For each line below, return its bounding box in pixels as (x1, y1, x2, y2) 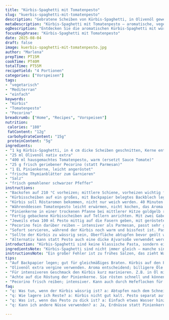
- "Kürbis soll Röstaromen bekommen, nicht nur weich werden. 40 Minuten (5, 200, 163, 205)
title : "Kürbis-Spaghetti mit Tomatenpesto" (5, 7, 100, 13)
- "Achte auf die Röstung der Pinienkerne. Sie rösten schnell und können (5, 274, 165, 280)
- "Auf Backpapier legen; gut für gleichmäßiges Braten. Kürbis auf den (5, 261, 161, 266)
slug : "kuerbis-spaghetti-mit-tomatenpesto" (5, 12, 100, 17)
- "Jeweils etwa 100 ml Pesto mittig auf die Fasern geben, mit (5, 218, 143, 223)
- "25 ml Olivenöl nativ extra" (5, 153, 73, 158)
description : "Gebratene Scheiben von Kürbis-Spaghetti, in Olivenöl (5, 17, 154, 22)
